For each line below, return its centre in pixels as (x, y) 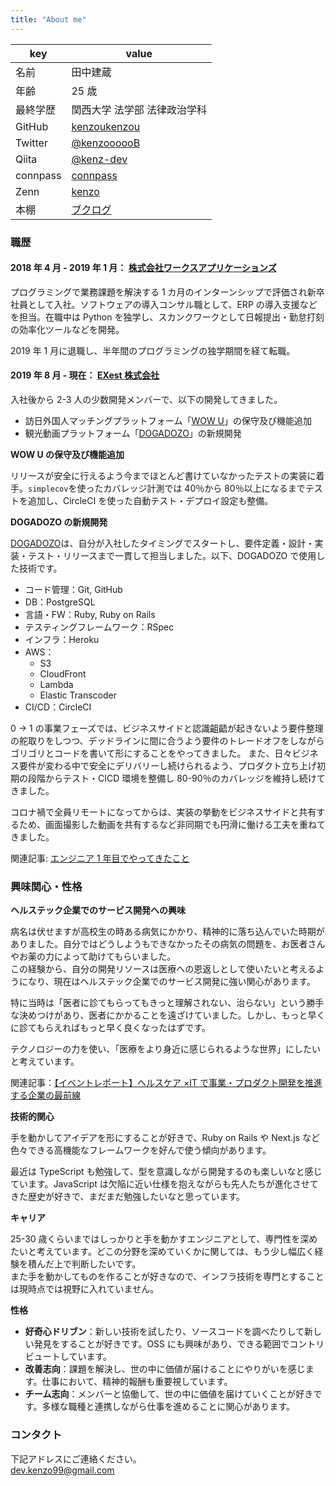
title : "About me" (48, 19)
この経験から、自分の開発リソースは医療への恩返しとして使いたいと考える (163, 969)
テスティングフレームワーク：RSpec (99, 627)
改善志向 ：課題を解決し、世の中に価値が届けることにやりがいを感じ (165, 1369)
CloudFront (63, 673)
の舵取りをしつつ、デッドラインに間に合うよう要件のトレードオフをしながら (167, 740)
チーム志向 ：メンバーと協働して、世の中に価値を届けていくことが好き (169, 1394)
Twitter (31, 143)
